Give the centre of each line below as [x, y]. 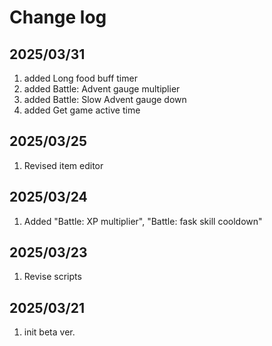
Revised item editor [63, 165]
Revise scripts [52, 277]
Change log [58, 17]
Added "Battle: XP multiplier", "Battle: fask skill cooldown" [143, 221]
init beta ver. [49, 332]
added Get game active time [82, 110]
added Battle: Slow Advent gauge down [105, 99]
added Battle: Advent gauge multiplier [102, 89]
